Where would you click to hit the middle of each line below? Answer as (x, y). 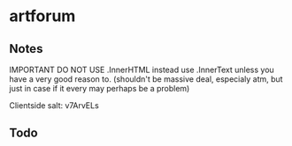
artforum (42, 16)
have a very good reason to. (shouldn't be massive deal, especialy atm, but (146, 79)
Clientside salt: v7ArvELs (54, 106)
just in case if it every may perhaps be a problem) (100, 88)
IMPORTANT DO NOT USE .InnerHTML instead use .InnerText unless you (142, 69)
